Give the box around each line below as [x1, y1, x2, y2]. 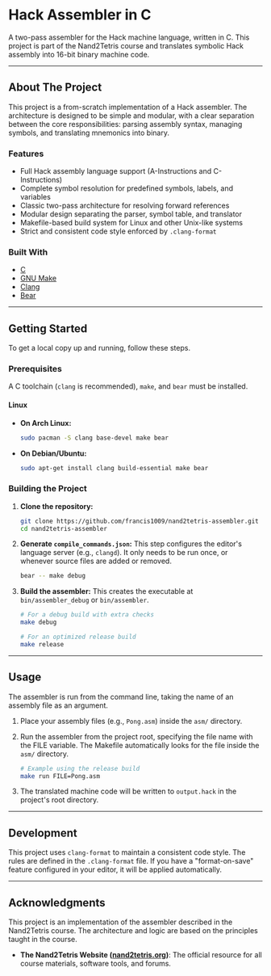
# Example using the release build [19, 764, 140, 772]
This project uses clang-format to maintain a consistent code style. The [8, 848, 246, 857]
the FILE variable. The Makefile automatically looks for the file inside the [19, 740, 260, 750]
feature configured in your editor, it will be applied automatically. [8, 865, 222, 874]
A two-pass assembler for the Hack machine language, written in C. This [8, 32, 250, 42]
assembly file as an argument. [8, 700, 109, 710]
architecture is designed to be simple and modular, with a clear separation [8, 111, 255, 120]
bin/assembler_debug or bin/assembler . [19, 595, 149, 605]
